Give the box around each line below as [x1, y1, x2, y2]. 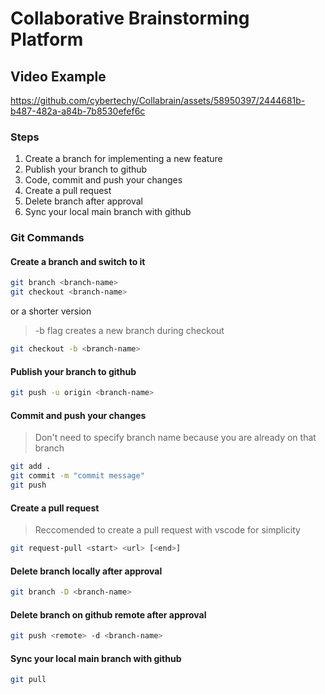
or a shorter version [10, 305, 92, 317]
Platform [10, 28, 84, 51]
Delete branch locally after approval [10, 565, 163, 577]
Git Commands [10, 231, 85, 245]
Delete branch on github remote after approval [10, 608, 207, 621]
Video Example [10, 68, 107, 85]
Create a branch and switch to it [10, 255, 146, 267]
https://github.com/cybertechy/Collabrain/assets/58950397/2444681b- [10, 95, 306, 106]
